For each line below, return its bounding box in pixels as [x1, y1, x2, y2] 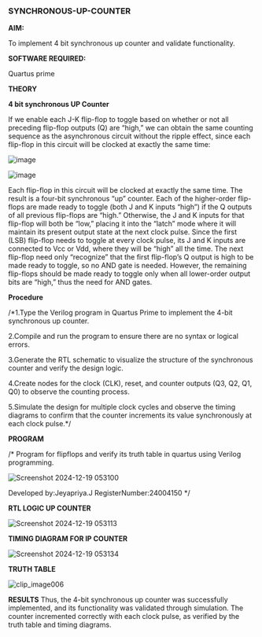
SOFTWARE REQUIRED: [8, 53, 87, 64]
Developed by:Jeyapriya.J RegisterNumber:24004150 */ [8, 488, 190, 498]
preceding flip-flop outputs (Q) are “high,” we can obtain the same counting [8, 123, 253, 133]
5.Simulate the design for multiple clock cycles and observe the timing [8, 403, 236, 412]
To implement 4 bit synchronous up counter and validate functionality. [8, 39, 235, 48]
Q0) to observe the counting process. [8, 387, 130, 396]
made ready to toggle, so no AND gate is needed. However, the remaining [8, 261, 247, 271]
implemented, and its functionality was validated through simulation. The [8, 603, 244, 613]
